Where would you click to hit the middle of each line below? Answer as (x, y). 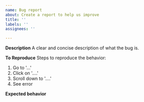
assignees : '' (20, 29)
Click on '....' (26, 73)
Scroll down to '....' (32, 79)
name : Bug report (24, 10)
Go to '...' (22, 68)
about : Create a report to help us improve (52, 15)
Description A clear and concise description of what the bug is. (72, 48)
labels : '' (17, 24)
